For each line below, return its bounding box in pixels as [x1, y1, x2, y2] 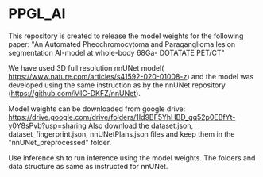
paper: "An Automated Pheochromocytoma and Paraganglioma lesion [8, 39, 236, 48]
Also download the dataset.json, [88, 121, 194, 130]
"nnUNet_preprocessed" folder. [8, 137, 112, 147]
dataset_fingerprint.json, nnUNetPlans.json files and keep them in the [8, 129, 235, 139]
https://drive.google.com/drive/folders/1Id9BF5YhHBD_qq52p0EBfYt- [8, 112, 236, 121]
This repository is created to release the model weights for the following [8, 31, 244, 40]
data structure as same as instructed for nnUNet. [8, 161, 168, 171]
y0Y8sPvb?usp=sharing [8, 121, 87, 130]
